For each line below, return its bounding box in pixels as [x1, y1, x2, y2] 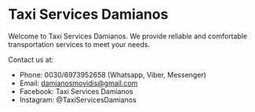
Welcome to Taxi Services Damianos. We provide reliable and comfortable [8, 31, 248, 41]
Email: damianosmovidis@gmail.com [19, 78, 138, 88]
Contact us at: [8, 55, 53, 64]
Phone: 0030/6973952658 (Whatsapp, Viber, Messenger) [19, 70, 206, 79]
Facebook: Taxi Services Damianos [19, 86, 133, 96]
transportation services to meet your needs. [8, 39, 151, 49]
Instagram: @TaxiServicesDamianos [19, 95, 137, 104]
